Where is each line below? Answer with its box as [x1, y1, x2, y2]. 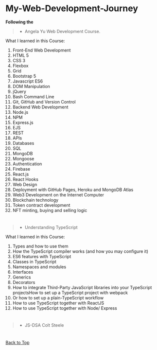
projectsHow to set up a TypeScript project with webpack [12, 290, 128, 296]
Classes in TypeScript [12, 259, 56, 265]
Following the [5, 19, 34, 25]
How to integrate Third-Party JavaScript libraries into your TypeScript [12, 285, 152, 291]
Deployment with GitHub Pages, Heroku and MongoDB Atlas [12, 187, 134, 192]
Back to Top [5, 339, 30, 345]
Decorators [12, 280, 35, 285]
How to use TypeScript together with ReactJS [12, 300, 104, 306]
